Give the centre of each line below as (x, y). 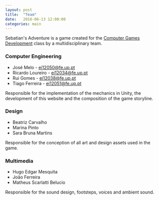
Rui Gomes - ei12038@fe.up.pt (44, 78)
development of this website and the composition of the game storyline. (79, 98)
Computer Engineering (33, 57)
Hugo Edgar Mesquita (35, 172)
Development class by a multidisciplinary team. (54, 44)
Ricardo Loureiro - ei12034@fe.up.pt (50, 73)
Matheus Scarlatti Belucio (39, 182)
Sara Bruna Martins (32, 133)
